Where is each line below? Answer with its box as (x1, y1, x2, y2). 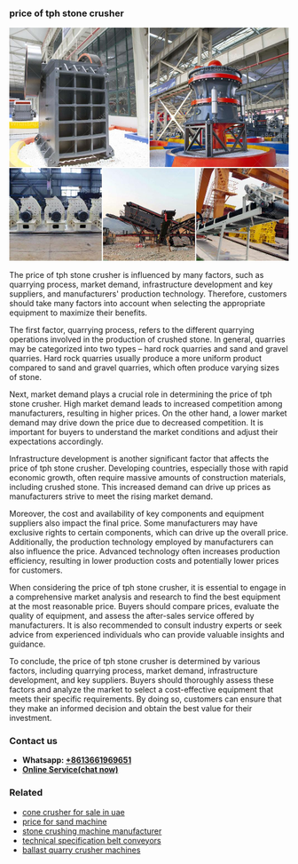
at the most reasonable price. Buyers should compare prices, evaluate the (9, 600, 279, 611)
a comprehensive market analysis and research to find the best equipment (9, 591, 281, 602)
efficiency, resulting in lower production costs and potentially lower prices (9, 555, 279, 566)
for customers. (9, 565, 63, 575)
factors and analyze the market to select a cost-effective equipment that (9, 684, 274, 694)
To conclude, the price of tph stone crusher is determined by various (9, 655, 261, 666)
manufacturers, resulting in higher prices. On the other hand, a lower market (9, 408, 287, 418)
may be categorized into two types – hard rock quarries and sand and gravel (9, 343, 288, 353)
